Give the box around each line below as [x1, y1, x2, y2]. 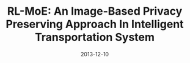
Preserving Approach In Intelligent [5, 17, 184, 31]
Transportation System [34, 31, 155, 44]
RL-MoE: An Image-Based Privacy [7, 4, 183, 18]
